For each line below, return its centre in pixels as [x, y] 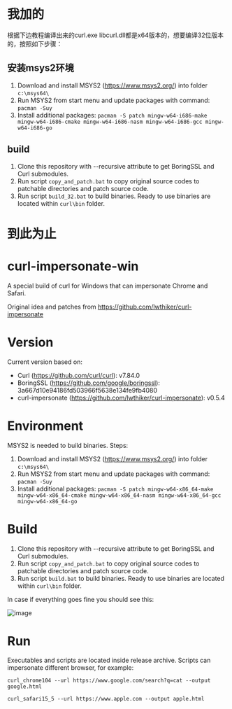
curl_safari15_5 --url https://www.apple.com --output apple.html [106, 699]
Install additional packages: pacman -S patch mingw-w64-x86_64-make [115, 489]
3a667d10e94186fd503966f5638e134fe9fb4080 [87, 390]
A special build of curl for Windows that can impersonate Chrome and [108, 286]
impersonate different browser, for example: [71, 668]
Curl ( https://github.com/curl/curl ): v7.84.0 [79, 375]
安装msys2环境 [41, 68]
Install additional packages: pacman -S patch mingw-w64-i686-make [112, 115]
